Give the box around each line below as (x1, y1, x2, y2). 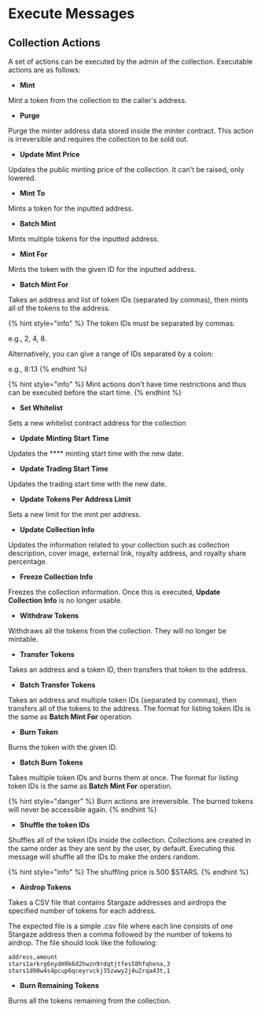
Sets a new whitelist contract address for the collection (8, 418, 186, 428)
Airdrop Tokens (19, 883, 72, 892)
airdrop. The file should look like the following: (8, 938, 158, 947)
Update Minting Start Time (19, 434, 109, 442)
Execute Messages (8, 5, 135, 23)
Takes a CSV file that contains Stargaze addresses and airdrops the (8, 897, 226, 907)
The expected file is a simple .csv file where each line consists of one (8, 921, 233, 930)
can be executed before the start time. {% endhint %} (8, 388, 182, 397)
